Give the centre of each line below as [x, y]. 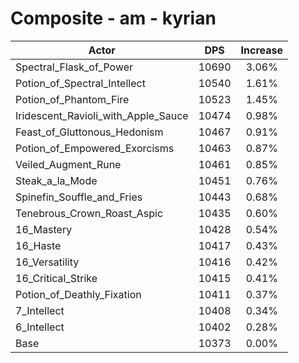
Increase [262, 50]
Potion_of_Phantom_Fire [72, 99]
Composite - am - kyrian [113, 18]
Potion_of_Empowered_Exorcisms [95, 148]
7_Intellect [40, 310]
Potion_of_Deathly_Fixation [78, 294]
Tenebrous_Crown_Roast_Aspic [89, 213]
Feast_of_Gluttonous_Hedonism [89, 132]
